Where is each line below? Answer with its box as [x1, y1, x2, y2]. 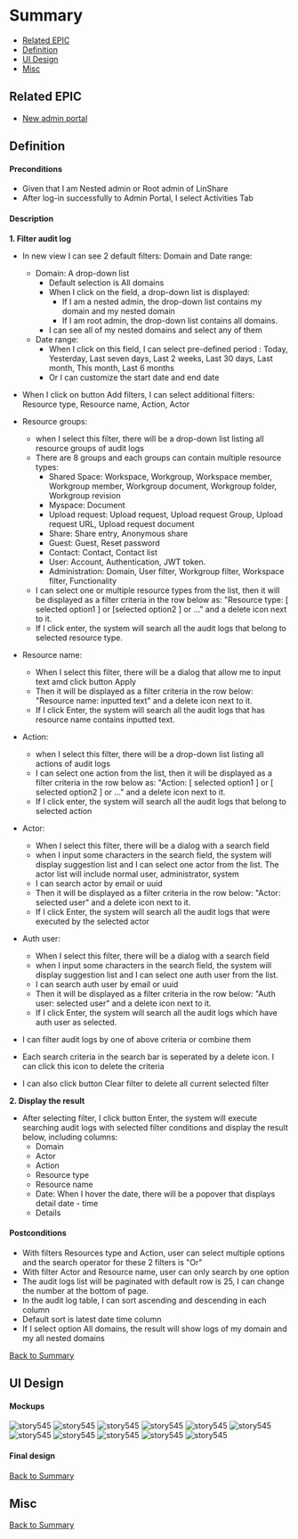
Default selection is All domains [48, 277, 165, 288]
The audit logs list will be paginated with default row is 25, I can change [21, 1276, 285, 1287]
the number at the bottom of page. [21, 1285, 149, 1296]
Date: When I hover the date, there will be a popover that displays [35, 1188, 276, 1199]
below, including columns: [21, 1132, 118, 1142]
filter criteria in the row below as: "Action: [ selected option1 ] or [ [35, 777, 274, 787]
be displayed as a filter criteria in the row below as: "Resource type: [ [35, 594, 289, 605]
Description [9, 213, 54, 224]
